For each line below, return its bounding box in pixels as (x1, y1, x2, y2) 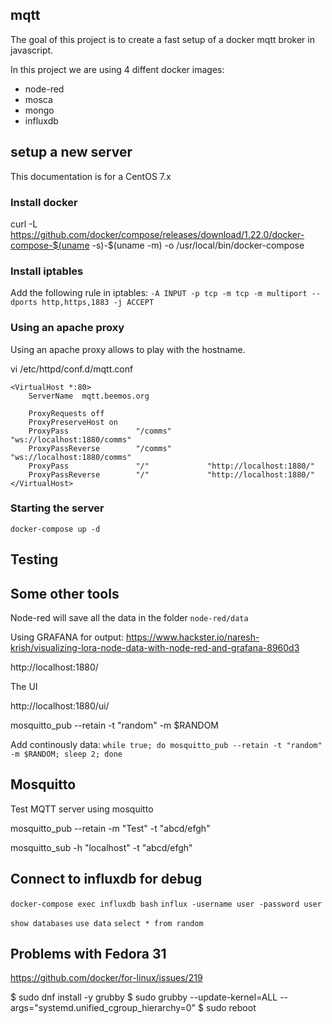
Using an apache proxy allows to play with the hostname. (10, 343, 246, 355)
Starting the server (10, 501, 105, 515)
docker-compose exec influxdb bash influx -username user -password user (10, 899, 322, 909)
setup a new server (10, 144, 133, 161)
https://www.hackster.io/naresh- (125, 631, 260, 643)
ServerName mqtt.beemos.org (28, 391, 150, 401)
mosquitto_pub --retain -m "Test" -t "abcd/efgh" (10, 822, 211, 834)
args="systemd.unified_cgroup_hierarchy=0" (10, 1002, 197, 1014)
